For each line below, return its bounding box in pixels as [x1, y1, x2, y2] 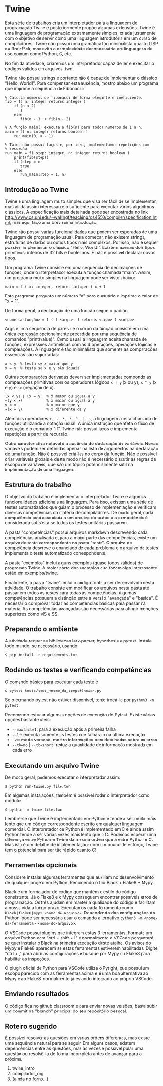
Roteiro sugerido [5, 1022, 57, 1031]
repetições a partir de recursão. [5, 431, 69, 437]
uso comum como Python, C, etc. [5, 50, 72, 57]
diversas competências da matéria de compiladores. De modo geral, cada [5, 509, 154, 515]
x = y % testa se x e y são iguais [5, 365, 80, 370]
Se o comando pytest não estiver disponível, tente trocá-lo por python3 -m [5, 697, 154, 703]
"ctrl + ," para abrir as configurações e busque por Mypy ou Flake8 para [5, 950, 150, 956]
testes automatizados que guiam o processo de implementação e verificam [5, 504, 157, 510]
